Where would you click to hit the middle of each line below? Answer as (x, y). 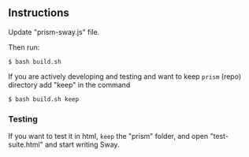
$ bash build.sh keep (44, 99)
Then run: (24, 47)
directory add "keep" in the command (69, 84)
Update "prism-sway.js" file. (54, 32)
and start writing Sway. (82, 144)
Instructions (39, 13)
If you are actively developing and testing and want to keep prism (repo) (125, 76)
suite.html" (26, 144)
